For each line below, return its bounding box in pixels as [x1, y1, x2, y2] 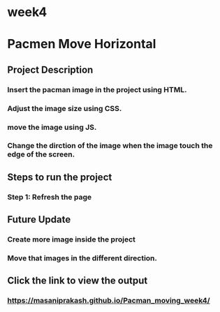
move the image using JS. [7, 122, 97, 132]
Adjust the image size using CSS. [7, 103, 122, 113]
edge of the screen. [7, 149, 75, 159]
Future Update [7, 214, 71, 225]
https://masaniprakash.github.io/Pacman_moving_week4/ [7, 296, 211, 306]
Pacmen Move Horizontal [7, 36, 156, 52]
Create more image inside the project [7, 235, 136, 244]
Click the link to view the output [7, 275, 148, 287]
